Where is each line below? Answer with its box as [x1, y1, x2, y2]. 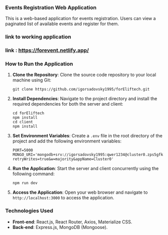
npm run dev [12, 181, 38, 186]
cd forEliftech [12, 111, 45, 116]
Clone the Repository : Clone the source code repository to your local [12, 72, 156, 78]
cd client [12, 120, 34, 125]
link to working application [5, 33, 72, 40]
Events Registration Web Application [5, 4, 97, 11]
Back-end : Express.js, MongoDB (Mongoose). [12, 224, 108, 230]
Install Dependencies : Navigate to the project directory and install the [12, 96, 157, 102]
